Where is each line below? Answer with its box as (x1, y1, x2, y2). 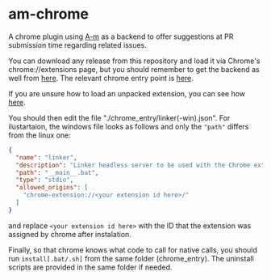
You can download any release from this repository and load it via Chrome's (8, 56, 261, 66)
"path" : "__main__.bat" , (15, 168, 99, 176)
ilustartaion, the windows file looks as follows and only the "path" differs (8, 121, 249, 131)
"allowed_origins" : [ (15, 184, 89, 192)
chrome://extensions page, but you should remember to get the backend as (8, 64, 260, 74)
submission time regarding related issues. (8, 40, 148, 49)
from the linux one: (8, 130, 71, 140)
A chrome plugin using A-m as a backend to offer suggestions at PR (8, 32, 234, 41)
